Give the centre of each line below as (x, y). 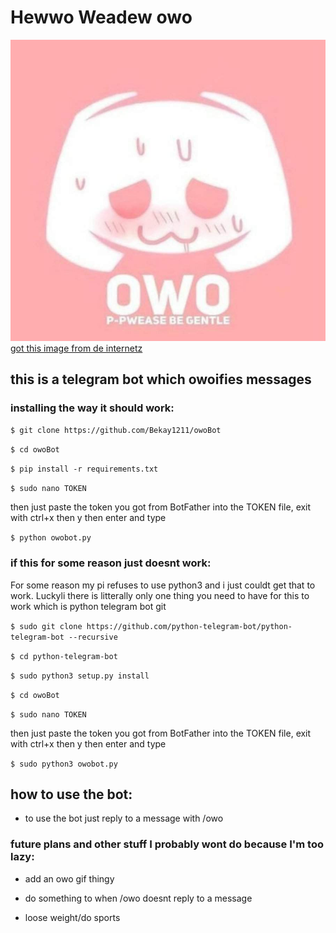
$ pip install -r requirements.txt (84, 469)
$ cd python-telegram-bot (64, 656)
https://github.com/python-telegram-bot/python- (189, 626)
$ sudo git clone (46, 626)
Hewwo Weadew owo (101, 17)
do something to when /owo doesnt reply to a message (138, 898)
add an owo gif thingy (69, 878)
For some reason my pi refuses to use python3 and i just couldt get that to (163, 585)
